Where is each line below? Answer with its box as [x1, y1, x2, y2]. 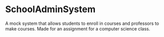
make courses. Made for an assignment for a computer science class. [5, 25, 150, 31]
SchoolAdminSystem [5, 4, 96, 15]
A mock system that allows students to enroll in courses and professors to [5, 20, 159, 26]
